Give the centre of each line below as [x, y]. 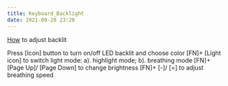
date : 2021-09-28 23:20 [41, 20]
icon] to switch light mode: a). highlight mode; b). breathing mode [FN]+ [109, 60]
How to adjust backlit [37, 39]
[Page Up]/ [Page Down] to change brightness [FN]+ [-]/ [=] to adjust [105, 67]
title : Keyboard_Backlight [46, 13]
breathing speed [30, 75]
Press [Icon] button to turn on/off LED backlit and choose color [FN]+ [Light [114, 53]
